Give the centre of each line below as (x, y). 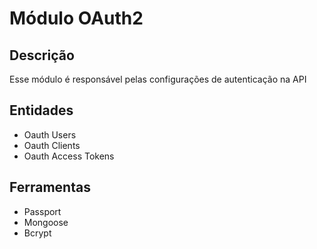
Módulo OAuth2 (76, 18)
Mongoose (46, 222)
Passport (42, 211)
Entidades (41, 110)
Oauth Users (50, 134)
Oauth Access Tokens (69, 156)
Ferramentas (50, 187)
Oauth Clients (52, 145)
